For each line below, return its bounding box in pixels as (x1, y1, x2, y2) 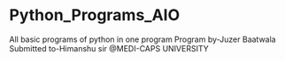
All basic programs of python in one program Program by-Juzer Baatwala (9, 34, 276, 44)
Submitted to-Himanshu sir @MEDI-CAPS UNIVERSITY (9, 43, 210, 53)
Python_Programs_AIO (9, 5, 181, 25)
